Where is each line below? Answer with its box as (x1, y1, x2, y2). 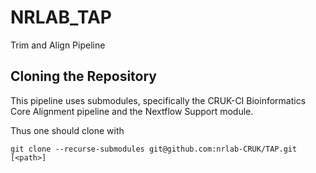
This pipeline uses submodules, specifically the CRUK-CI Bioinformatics (10, 94, 307, 106)
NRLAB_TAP (10, 6, 112, 29)
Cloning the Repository (10, 68, 157, 85)
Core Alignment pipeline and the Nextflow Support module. (10, 105, 254, 117)
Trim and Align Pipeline (10, 39, 106, 51)
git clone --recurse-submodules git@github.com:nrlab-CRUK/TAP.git (10, 144, 298, 154)
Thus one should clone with (10, 124, 125, 136)
